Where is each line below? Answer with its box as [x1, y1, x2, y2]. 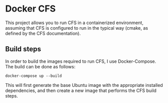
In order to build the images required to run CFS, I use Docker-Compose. [5, 58, 156, 64]
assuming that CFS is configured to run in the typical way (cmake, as [5, 25, 148, 31]
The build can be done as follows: [5, 63, 76, 69]
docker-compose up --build [5, 73, 62, 78]
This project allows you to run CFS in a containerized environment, [5, 20, 144, 26]
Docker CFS [5, 3, 56, 15]
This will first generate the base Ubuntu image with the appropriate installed [5, 82, 163, 88]
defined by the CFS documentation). [5, 30, 81, 36]
